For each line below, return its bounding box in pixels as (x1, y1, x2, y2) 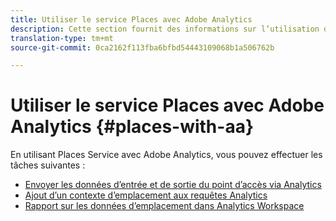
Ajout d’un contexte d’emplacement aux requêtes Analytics (24, 189, 268, 201)
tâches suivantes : (10, 159, 86, 171)
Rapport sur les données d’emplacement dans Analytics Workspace (24, 200, 305, 212)
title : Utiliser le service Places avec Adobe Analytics (10, 14, 253, 25)
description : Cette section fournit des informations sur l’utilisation (10, 24, 320, 34)
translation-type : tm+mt (10, 33, 114, 43)
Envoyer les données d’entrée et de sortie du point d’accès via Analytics (24, 179, 322, 191)
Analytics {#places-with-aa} (10, 116, 255, 138)
